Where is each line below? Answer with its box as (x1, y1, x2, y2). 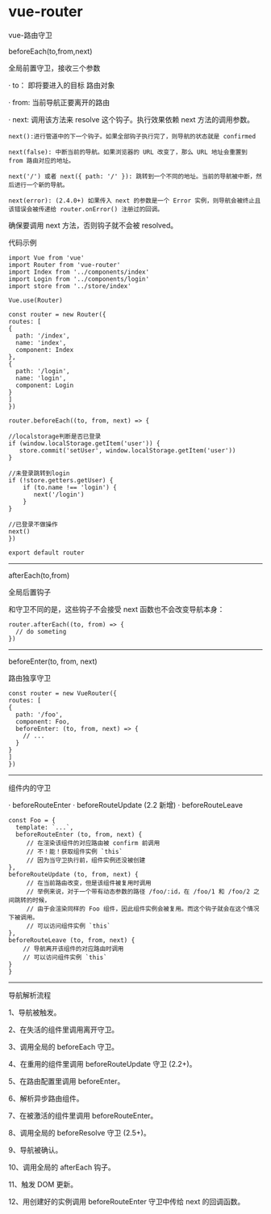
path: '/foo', (15, 711, 63, 719)
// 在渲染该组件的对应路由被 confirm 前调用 (26, 838, 161, 847)
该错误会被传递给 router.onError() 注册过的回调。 (8, 205, 164, 213)
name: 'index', (15, 338, 67, 346)
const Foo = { (8, 816, 56, 824)
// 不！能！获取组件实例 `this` (26, 847, 123, 855)
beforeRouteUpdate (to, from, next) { (8, 870, 139, 878)
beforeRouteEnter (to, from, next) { (15, 830, 143, 838)
